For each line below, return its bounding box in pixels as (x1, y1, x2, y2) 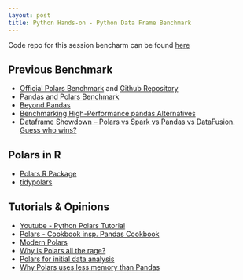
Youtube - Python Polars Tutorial (19, 220, 126, 230)
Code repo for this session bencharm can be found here (8, 40, 190, 49)
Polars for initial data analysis (19, 254, 115, 264)
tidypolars (19, 177, 53, 187)
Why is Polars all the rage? (19, 245, 106, 255)
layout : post (8, 11, 51, 20)
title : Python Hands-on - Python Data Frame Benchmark (8, 19, 192, 27)
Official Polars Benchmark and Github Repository (19, 84, 179, 93)
